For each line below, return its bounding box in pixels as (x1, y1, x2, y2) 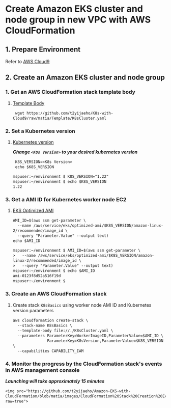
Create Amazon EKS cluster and (5, 3, 144, 15)
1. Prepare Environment (5, 45, 80, 53)
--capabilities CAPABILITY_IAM (17, 348, 84, 353)
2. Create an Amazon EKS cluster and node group (5, 73, 165, 82)
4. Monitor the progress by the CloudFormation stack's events (5, 360, 162, 367)
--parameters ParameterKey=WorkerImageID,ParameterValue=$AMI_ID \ (17, 333, 164, 338)
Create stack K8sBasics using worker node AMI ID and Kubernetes (12, 302, 152, 308)
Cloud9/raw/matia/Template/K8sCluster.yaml (12, 116, 107, 121)
